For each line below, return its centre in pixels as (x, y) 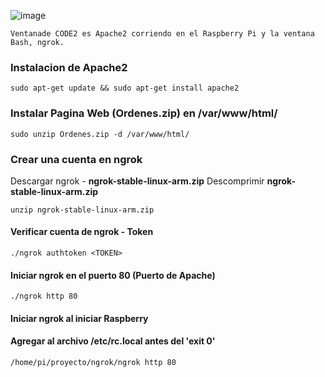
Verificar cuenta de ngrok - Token (82, 232)
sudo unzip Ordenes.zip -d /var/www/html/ (100, 134)
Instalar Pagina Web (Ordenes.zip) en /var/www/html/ (144, 113)
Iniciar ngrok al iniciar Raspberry (79, 318)
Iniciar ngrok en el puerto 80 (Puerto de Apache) (113, 275)
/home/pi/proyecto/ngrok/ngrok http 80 (93, 363)
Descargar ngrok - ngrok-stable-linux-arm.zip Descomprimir (137, 181)
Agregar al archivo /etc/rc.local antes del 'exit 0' (113, 341)
